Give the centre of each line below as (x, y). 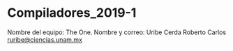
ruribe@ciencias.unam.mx (45, 39)
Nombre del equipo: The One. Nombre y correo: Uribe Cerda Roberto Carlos (117, 32)
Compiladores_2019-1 (72, 13)
